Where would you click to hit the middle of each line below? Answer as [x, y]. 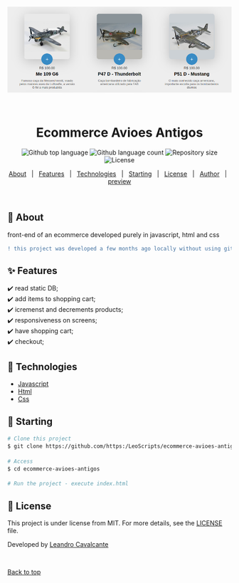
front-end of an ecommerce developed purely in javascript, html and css [113, 234]
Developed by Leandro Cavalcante [58, 545]
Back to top [24, 572]
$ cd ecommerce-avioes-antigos [54, 469]
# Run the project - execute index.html [68, 484]
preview [119, 181]
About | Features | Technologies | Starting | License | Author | [118, 174]
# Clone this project [39, 439]
